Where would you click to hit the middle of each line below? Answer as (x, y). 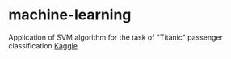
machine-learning (70, 15)
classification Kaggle (43, 45)
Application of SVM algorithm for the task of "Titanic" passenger (116, 37)
